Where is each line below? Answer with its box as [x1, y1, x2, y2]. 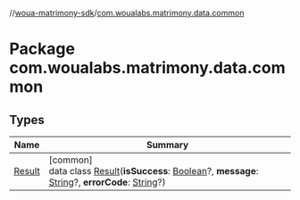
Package [9, 39, 76, 59]
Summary [146, 138, 189, 151]
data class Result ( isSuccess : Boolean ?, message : [48, 165, 259, 177]
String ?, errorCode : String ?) [48, 176, 166, 188]
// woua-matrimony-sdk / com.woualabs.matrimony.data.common [9, 8, 245, 18]
